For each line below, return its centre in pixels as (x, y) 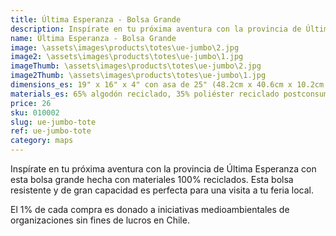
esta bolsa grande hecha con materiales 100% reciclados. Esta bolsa (152, 179)
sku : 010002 (35, 112)
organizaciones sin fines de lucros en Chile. (100, 220)
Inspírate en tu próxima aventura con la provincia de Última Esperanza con (163, 169)
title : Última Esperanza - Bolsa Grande (96, 19)
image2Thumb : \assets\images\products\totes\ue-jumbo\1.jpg (138, 76)
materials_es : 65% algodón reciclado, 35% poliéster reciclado (145, 94)
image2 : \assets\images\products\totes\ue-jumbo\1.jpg (127, 57)
